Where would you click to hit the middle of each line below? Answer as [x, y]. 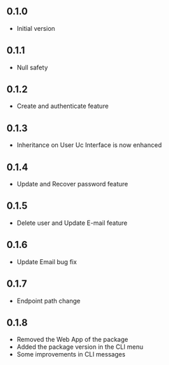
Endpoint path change [49, 301]
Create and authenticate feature [63, 106]
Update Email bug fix [47, 261]
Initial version [36, 28]
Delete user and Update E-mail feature [72, 223]
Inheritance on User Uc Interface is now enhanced [89, 145]
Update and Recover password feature [72, 184]
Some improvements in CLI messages [71, 354]
